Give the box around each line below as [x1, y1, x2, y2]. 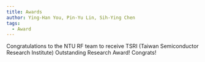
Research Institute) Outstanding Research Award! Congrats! [6, 49, 157, 57]
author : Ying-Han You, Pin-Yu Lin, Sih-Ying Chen [6, 15, 136, 21]
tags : [6, 20, 20, 26]
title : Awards [6, 9, 43, 15]
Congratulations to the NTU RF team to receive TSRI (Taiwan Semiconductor [6, 43, 199, 50]
